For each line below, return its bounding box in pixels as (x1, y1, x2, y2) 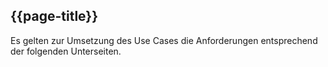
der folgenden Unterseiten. (10, 45, 122, 57)
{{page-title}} (10, 8, 99, 25)
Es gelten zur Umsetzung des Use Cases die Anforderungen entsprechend (10, 34, 318, 46)
